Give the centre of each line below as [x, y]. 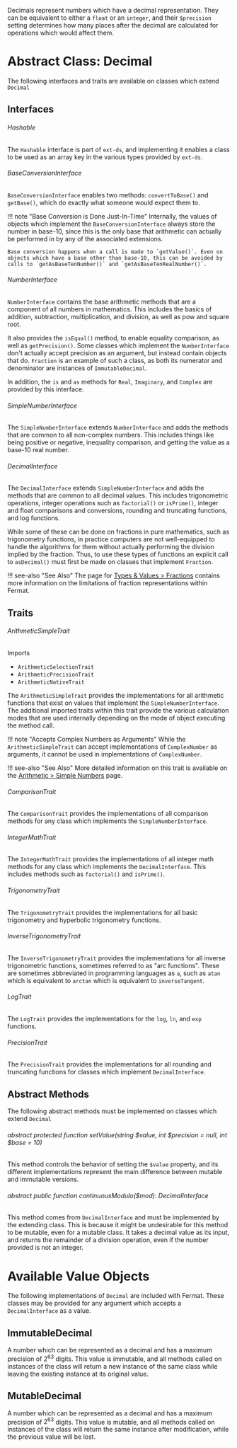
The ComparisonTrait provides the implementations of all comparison [108, 814]
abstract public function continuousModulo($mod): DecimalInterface [108, 1195]
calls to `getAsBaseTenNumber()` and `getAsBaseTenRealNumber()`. [107, 264]
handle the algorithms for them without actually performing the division [111, 547]
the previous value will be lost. [52, 1437]
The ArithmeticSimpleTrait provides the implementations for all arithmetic [116, 695]
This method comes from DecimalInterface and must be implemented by [114, 1217]
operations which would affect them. [61, 33]
